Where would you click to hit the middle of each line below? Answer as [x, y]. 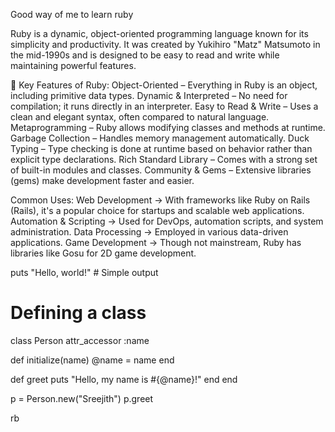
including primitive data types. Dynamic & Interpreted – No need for [149, 95]
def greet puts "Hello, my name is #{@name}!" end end [124, 379]
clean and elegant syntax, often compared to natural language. [140, 117]
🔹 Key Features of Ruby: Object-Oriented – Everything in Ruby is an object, [164, 85]
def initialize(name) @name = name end [92, 360]
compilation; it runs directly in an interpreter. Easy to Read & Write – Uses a [164, 106]
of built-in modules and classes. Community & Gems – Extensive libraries [161, 170]
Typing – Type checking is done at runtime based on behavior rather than [161, 148]
